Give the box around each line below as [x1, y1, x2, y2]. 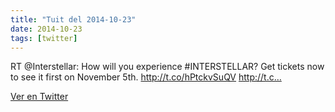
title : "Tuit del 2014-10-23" [10, 14, 137, 25]
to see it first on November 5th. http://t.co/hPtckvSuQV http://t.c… [10, 71, 282, 83]
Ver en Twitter [10, 91, 69, 103]
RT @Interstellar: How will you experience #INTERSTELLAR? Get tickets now [10, 61, 325, 73]
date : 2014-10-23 [10, 24, 83, 34]
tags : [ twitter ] [10, 33, 78, 43]
